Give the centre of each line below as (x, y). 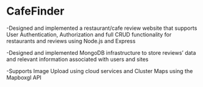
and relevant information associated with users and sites (77, 59)
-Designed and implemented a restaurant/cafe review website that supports (102, 28)
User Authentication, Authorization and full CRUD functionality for (89, 34)
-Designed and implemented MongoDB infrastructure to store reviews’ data (101, 52)
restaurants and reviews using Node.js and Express (71, 41)
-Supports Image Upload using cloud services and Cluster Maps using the (100, 71)
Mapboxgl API (24, 77)
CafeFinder (35, 11)
